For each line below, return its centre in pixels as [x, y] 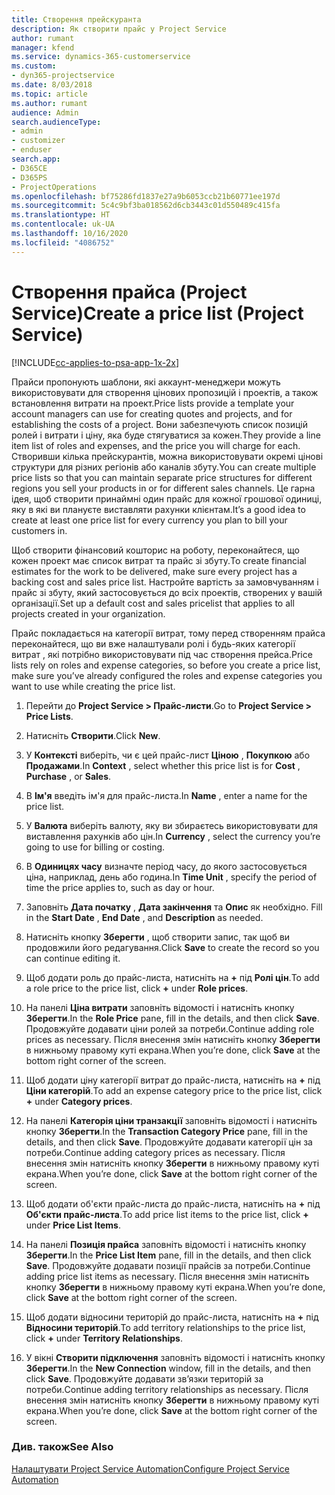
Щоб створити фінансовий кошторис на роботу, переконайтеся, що [155, 550]
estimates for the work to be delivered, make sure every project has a [154, 571]
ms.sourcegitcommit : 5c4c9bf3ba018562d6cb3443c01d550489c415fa [146, 206]
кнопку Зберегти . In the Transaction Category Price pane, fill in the [166, 1131]
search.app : [36, 159]
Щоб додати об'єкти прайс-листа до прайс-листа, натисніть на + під [173, 1203]
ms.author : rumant [49, 103]
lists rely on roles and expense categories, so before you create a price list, [166, 665]
